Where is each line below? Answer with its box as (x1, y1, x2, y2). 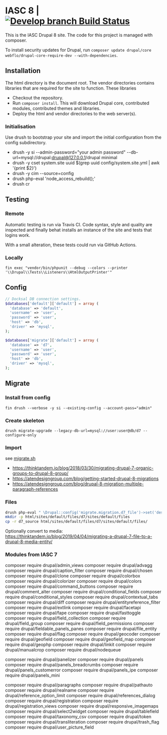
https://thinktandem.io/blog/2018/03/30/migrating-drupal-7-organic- (12, 465, 154, 471)
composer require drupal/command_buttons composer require (5, 583, 133, 589)
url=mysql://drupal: (12, 155, 52, 161)
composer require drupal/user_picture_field (5, 724, 94, 731)
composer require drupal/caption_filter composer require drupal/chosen (5, 567, 153, 574)
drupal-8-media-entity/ (5, 539, 53, 545)
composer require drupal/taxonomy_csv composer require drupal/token (5, 714, 152, 720)
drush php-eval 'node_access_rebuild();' (12, 176, 95, 182)
